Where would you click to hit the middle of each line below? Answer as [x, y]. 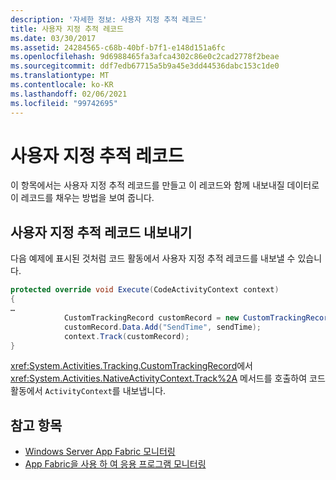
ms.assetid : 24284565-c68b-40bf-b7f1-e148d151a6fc [118, 47]
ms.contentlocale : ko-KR [62, 85]
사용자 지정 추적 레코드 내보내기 [101, 232]
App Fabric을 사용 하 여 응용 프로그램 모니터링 [115, 464]
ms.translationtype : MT [60, 76]
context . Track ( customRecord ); [126, 336]
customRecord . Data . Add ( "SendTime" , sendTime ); [162, 327]
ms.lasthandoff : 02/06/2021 [69, 94]
